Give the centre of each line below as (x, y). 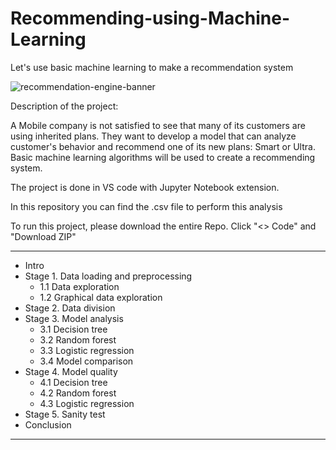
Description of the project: (64, 106)
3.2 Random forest (78, 339)
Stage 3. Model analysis (74, 318)
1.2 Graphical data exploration (101, 297)
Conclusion (48, 424)
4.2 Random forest (78, 393)
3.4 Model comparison (86, 361)
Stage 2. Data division (70, 308)
